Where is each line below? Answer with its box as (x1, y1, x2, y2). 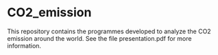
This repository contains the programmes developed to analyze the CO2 (7, 27, 211, 35)
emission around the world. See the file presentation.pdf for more (7, 34, 192, 42)
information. (7, 41, 42, 50)
